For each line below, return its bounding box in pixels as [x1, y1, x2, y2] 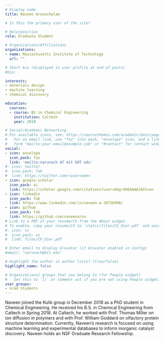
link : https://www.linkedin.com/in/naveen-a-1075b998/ [9, 201, 123, 206]
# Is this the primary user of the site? [5, 21, 91, 25]
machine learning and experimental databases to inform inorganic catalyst [5, 325, 155, 331]
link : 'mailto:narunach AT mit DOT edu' [9, 160, 93, 165]
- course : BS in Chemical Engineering [9, 110, 89, 115]
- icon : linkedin [5, 192, 41, 196]
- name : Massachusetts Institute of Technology [5, 52, 104, 57]
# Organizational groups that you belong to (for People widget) [5, 272, 141, 277]
